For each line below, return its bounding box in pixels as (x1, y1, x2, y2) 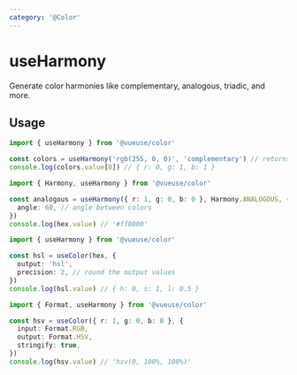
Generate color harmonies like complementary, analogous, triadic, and (9, 80, 265, 91)
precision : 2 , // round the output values (17, 268, 176, 277)
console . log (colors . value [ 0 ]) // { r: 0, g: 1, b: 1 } (9, 163, 216, 172)
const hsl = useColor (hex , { (9, 251, 117, 261)
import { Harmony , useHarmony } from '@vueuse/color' (9, 179, 212, 187)
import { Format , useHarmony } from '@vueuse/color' (9, 300, 208, 310)
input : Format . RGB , (17, 325, 89, 333)
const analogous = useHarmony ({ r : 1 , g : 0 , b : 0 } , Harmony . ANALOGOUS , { (9, 195, 291, 203)
